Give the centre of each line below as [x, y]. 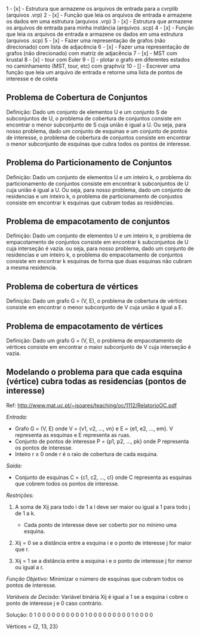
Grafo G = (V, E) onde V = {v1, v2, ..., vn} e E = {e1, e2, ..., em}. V [94, 429]
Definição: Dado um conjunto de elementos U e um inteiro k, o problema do [99, 177]
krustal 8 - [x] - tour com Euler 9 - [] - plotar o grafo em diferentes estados [98, 60]
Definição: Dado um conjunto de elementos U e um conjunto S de [87, 112]
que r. [22, 549]
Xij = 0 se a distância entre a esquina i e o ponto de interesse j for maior [103, 542]
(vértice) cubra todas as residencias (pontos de [96, 382]
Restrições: [20, 495]
